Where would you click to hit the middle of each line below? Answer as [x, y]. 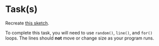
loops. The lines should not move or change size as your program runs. [80, 38]
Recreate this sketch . [27, 23]
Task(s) [22, 9]
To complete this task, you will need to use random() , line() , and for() [79, 32]
